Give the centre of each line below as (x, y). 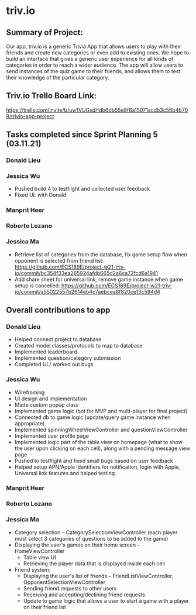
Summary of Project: (44, 32)
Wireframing (30, 392)
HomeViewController (39, 551)
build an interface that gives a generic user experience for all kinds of (90, 59)
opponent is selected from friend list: (59, 260)
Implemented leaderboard (46, 352)
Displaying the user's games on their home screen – (77, 545)
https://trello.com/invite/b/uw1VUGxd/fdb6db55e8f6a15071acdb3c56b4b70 (97, 110)
